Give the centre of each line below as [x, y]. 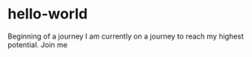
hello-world [48, 14]
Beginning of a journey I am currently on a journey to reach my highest [126, 36]
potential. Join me [38, 44]
